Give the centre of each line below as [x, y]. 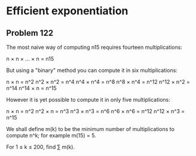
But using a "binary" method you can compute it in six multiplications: [92, 70]
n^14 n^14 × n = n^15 [31, 88]
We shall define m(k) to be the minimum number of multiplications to [91, 129]
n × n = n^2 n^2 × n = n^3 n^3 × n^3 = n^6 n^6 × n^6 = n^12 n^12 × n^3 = [96, 111]
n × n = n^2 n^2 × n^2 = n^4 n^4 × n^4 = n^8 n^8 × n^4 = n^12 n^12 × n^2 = [98, 82]
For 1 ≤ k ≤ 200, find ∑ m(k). [41, 147]
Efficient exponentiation [67, 11]
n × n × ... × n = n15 [30, 59]
